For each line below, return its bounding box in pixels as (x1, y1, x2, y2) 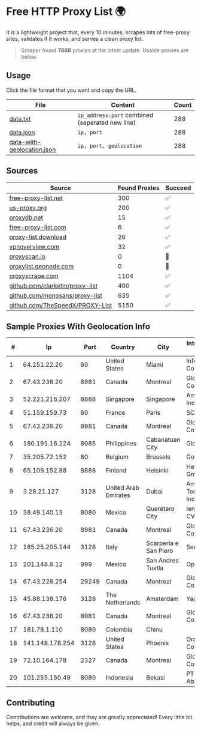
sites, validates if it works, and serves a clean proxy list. (6, 35, 144, 42)
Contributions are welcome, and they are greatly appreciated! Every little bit (6, 714, 193, 721)
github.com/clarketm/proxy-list (9, 282, 98, 290)
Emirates (105, 491, 130, 499)
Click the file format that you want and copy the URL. (6, 86, 136, 94)
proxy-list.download (9, 232, 67, 241)
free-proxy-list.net (9, 193, 63, 202)
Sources (6, 166, 38, 176)
